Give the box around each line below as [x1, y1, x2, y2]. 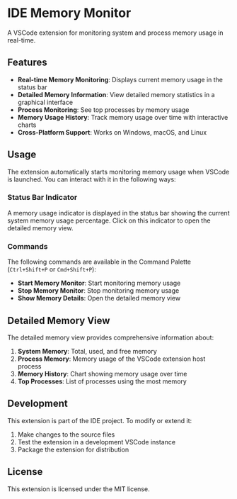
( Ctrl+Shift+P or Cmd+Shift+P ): [7, 265, 97, 274]
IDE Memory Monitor [7, 5, 132, 21]
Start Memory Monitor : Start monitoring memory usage [17, 279, 181, 288]
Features [7, 57, 47, 69]
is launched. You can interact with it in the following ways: [7, 175, 176, 184]
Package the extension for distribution [17, 445, 129, 454]
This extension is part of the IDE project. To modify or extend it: [7, 416, 192, 425]
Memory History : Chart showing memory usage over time [17, 369, 187, 378]
